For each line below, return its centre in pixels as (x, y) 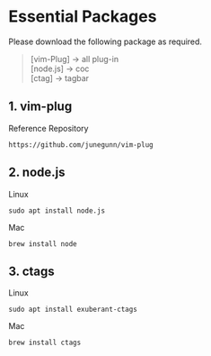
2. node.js (37, 173)
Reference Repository (48, 128)
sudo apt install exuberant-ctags (73, 310)
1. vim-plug (40, 107)
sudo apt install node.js (57, 210)
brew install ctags (45, 343)
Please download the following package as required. (105, 41)
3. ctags (31, 271)
